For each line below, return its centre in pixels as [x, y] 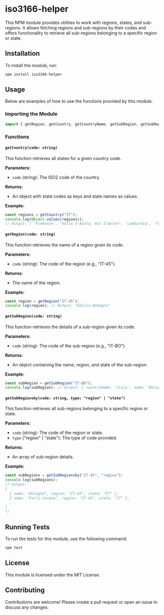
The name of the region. [36, 283]
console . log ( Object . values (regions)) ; [44, 219]
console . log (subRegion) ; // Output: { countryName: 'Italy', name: [75, 387]
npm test [14, 548]
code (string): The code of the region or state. [58, 433]
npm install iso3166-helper [34, 74]
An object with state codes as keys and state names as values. [75, 196]
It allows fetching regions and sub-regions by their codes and [84, 27]
